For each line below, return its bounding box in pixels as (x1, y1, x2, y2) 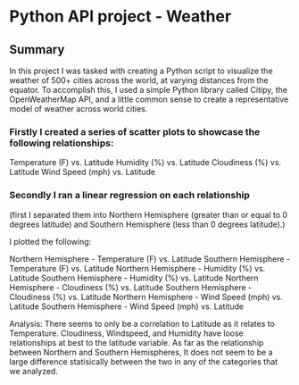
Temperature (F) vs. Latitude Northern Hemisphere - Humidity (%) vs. (9, 263, 266, 273)
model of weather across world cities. (9, 104, 148, 113)
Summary (9, 42, 65, 57)
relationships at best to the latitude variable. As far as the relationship (9, 337, 264, 347)
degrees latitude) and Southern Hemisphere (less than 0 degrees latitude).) (9, 219, 286, 230)
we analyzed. (9, 365, 58, 376)
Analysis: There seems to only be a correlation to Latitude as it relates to (9, 318, 275, 329)
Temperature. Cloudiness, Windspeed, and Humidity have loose (9, 328, 244, 339)
